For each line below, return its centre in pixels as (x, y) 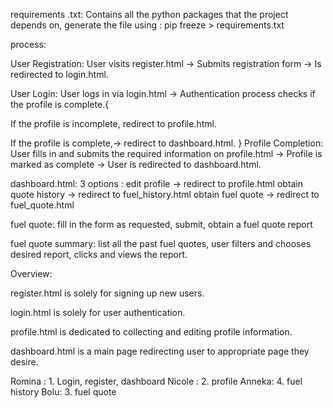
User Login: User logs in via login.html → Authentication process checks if (163, 93)
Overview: (31, 273)
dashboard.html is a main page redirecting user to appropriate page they (160, 351)
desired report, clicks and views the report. (99, 254)
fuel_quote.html (42, 205)
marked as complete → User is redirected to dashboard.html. (136, 164)
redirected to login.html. (59, 74)
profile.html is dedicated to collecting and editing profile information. (151, 332)
